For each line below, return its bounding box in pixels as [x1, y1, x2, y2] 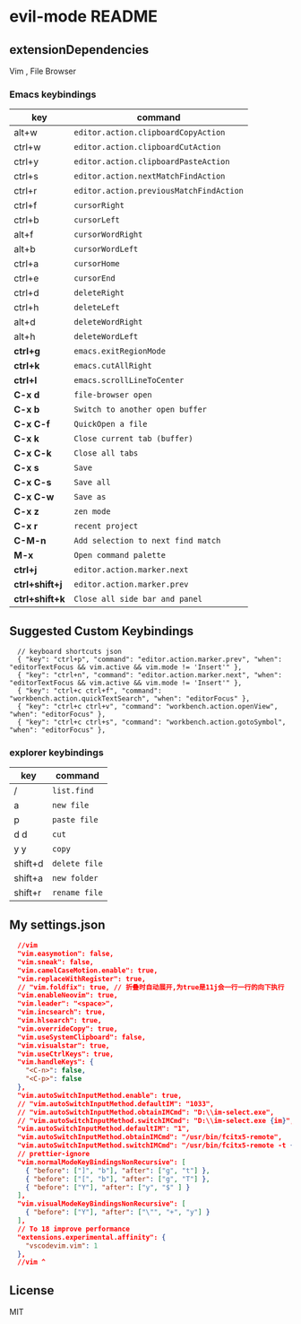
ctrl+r [13, 185, 38, 197]
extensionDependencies [9, 42, 150, 57]
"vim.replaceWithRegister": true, [17, 974, 146, 983]
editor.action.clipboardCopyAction [73, 127, 226, 138]
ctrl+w [13, 141, 41, 153]
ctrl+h [13, 301, 39, 314]
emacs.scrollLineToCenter [73, 375, 185, 386]
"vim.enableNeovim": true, [17, 991, 118, 1000]
